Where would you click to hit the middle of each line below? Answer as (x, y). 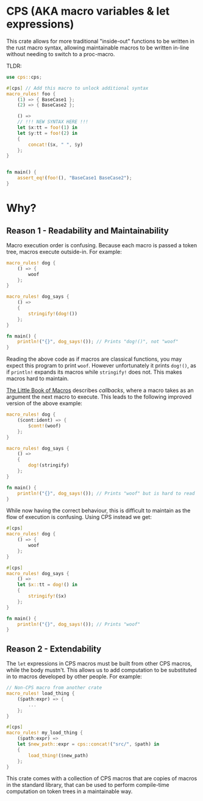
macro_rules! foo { (31, 94)
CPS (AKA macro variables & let (88, 11)
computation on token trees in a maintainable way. (69, 791)
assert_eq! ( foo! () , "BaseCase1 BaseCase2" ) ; (75, 178)
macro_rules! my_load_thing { (45, 733)
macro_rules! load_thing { (41, 694)
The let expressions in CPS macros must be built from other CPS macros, (99, 664)
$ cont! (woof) (45, 426)
